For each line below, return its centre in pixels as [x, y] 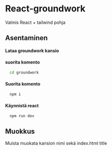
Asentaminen [27, 38]
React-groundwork [45, 9]
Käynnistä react [22, 105]
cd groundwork [24, 73]
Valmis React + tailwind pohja [35, 22]
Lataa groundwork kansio [32, 51]
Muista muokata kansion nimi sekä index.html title [56, 143]
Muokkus [20, 131]
